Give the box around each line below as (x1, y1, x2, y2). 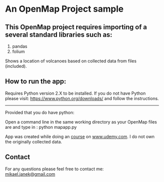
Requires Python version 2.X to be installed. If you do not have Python (5, 90, 146, 96)
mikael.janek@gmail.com (5, 171, 55, 177)
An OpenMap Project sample (5, 3, 123, 15)
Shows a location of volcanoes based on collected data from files (5, 58, 137, 64)
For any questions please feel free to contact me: (5, 166, 104, 172)
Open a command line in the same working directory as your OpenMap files (5, 119, 157, 125)
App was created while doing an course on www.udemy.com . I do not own (5, 133, 155, 140)
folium (12, 49, 25, 54)
